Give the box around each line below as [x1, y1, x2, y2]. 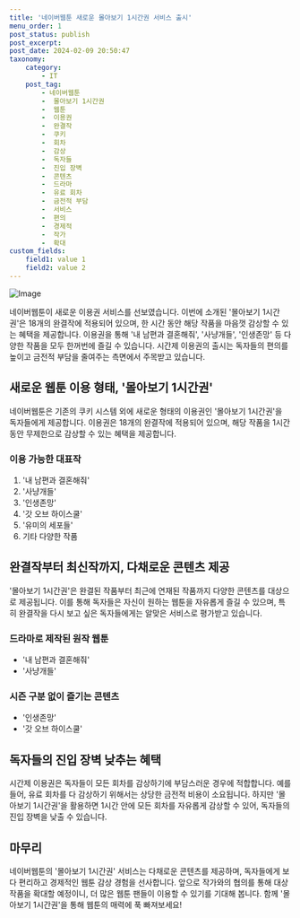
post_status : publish [9, 30, 90, 39]
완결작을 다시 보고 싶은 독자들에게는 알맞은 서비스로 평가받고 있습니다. [18, 608, 262, 618]
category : [25, 64, 63, 73]
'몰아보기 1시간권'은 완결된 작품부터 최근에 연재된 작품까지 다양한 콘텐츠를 [9, 585, 266, 596]
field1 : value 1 [25, 255, 87, 265]
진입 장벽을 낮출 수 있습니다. [9, 811, 107, 822]
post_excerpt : [9, 38, 63, 48]
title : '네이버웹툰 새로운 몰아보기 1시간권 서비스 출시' [9, 13, 193, 22]
